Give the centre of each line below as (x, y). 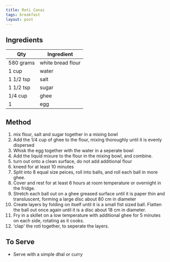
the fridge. (24, 188)
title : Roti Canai (25, 10)
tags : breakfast (23, 15)
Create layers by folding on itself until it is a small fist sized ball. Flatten (87, 204)
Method (19, 122)
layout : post (20, 19)
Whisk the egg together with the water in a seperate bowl (73, 151)
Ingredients (24, 40)
